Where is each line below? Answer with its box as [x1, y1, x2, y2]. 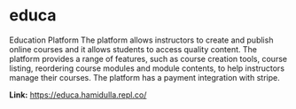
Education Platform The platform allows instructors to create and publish [9, 35, 274, 45]
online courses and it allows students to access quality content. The [9, 43, 258, 54]
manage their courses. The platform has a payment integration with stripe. [9, 72, 281, 82]
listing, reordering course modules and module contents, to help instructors [9, 63, 285, 74]
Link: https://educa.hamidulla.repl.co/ [9, 90, 147, 100]
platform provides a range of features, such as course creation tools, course [9, 53, 288, 64]
